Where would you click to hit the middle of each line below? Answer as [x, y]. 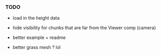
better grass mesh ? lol [37, 47]
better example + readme [39, 38]
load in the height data [36, 18]
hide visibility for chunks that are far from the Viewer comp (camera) [84, 28]
